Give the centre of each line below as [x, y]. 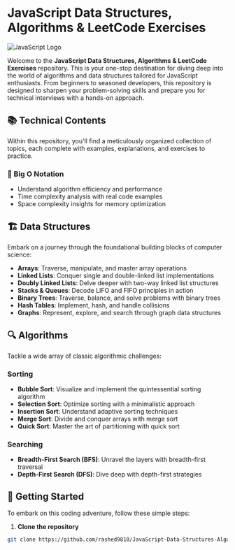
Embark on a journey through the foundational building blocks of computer [115, 247]
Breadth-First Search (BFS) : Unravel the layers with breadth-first [112, 460]
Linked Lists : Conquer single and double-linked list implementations [116, 275]
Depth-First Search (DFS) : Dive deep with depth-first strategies [109, 475]
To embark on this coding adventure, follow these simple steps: [99, 513]
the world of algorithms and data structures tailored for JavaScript [102, 75]
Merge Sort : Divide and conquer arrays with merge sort [98, 419]
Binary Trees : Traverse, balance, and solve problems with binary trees [119, 298]
